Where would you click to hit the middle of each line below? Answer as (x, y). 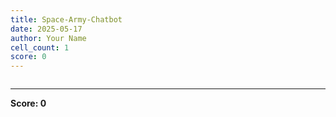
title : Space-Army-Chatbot (66, 19)
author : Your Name (48, 38)
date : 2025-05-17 (46, 29)
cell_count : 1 (40, 47)
